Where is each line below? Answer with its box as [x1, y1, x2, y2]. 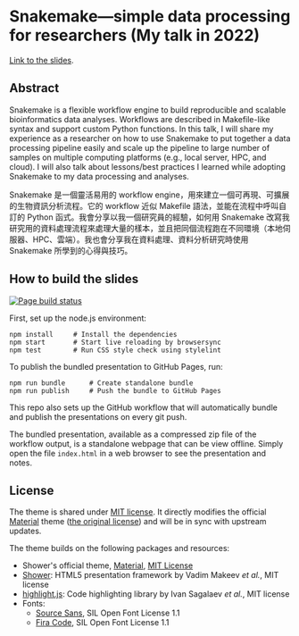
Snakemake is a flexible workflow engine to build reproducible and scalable [9, 105, 287, 115]
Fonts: [21, 598, 46, 609]
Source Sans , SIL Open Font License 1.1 [35, 607, 180, 618]
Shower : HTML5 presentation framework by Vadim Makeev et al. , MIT [21, 570, 279, 581]
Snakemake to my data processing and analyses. [9, 171, 189, 181]
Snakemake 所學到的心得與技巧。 [9, 245, 133, 255]
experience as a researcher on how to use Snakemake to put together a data [9, 132, 291, 144]
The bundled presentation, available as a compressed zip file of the [9, 429, 257, 439]
